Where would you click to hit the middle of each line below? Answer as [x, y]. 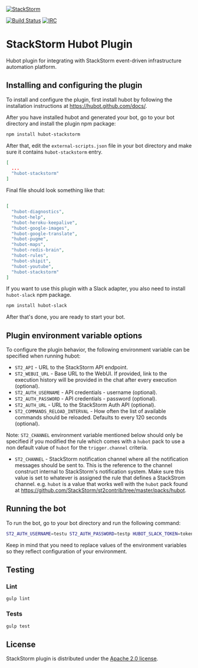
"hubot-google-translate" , [44, 234]
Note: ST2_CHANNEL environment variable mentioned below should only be [95, 435]
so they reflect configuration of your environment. [67, 551]
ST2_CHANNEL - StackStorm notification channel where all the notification [101, 459]
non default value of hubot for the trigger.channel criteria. [77, 448]
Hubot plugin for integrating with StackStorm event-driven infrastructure [94, 60]
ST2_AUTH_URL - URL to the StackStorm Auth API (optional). [85, 405]
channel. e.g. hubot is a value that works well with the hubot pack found [101, 484]
